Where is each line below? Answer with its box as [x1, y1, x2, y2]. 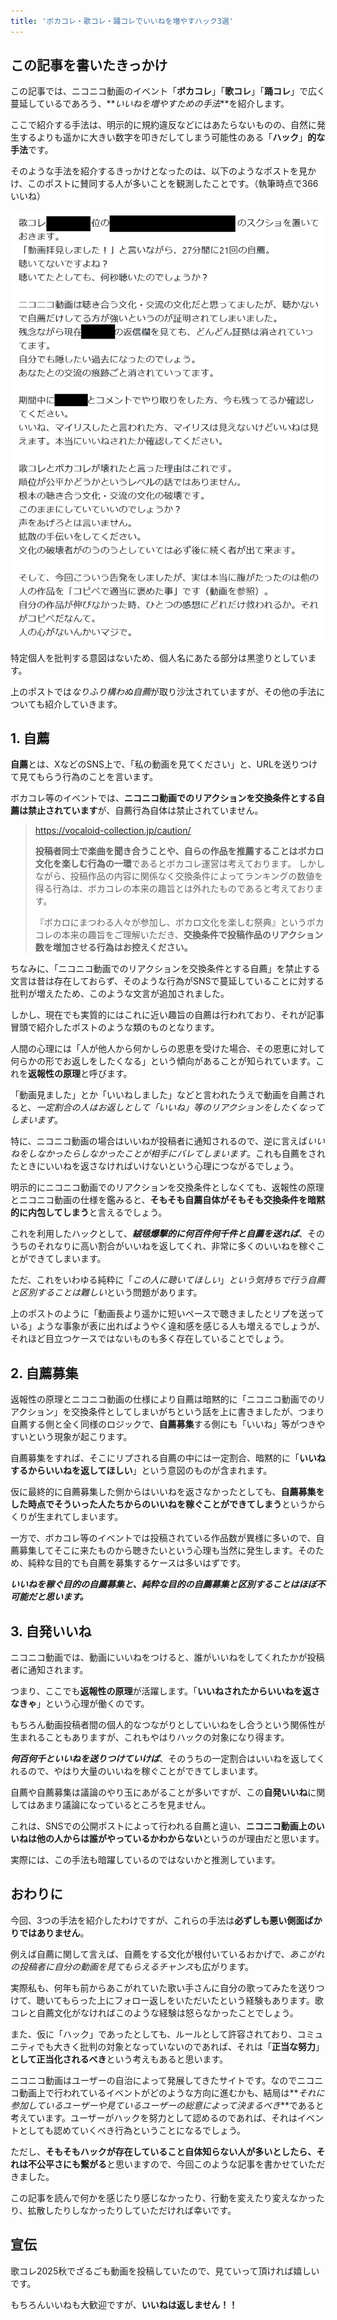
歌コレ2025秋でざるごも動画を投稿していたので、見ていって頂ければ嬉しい [10, 2265, 320, 2277]
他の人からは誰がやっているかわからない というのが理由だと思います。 [36, 1833, 325, 1845]
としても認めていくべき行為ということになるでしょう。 [18, 2124, 247, 2136]
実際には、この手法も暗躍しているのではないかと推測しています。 [10, 1854, 281, 1866]
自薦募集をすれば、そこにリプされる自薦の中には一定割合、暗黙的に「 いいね [10, 1452, 326, 1464]
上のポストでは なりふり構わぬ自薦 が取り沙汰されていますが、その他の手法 [10, 685, 317, 697]
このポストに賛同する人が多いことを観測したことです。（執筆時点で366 [27, 178, 319, 190]
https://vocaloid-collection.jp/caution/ [34, 825, 192, 837]
